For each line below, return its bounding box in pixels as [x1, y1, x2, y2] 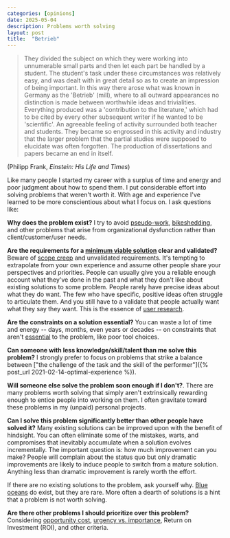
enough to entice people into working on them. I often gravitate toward [7, 396, 207, 404]
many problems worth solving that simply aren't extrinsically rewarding [7, 389, 208, 397]
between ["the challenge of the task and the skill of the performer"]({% [7, 361, 209, 369]
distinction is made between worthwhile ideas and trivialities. [23, 98, 197, 107]
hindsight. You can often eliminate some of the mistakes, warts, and [7, 431, 199, 440]
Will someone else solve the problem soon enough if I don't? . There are [7, 381, 214, 390]
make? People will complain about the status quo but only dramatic [7, 453, 197, 461]
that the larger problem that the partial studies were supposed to [23, 135, 207, 143]
